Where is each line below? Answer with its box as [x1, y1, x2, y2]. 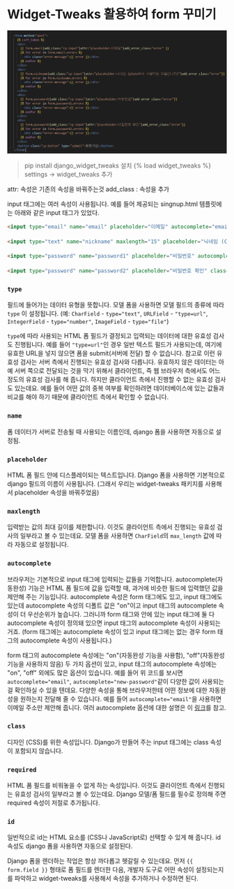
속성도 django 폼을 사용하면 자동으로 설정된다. [7, 842, 133, 851]
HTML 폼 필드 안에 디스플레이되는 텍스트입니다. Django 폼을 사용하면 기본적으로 [7, 471, 225, 479]
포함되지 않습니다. [14, 747, 63, 755]
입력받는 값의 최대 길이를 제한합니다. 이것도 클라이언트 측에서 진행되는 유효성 [7, 523, 216, 531]
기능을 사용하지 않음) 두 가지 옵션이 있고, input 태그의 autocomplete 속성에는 [7, 659, 217, 668]
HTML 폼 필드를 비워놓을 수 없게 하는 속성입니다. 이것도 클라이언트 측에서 [7, 781, 207, 790]
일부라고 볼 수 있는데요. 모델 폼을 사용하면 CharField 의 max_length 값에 [19, 531, 214, 540]
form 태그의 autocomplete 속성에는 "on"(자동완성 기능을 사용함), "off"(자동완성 [7, 651, 225, 659]
